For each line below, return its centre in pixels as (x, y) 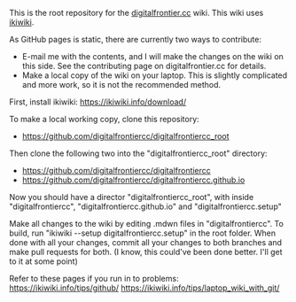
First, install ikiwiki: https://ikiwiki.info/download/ (98, 102)
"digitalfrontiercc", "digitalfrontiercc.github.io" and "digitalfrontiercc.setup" (145, 206)
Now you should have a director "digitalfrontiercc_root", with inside (132, 197)
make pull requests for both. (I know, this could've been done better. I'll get (146, 252)
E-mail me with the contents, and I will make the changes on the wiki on (152, 56)
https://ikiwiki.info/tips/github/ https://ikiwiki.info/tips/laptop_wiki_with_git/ (144, 288)
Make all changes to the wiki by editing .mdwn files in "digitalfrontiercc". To (146, 224)
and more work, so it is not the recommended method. (121, 85)
